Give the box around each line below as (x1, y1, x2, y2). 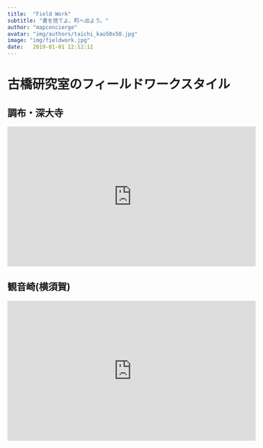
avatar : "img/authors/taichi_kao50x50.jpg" (7, 30, 138, 38)
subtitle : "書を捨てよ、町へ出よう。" (7, 17, 108, 24)
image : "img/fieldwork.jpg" (7, 37, 91, 44)
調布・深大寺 (7, 107, 64, 119)
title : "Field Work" (7, 10, 72, 18)
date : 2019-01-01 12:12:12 (7, 43, 94, 50)
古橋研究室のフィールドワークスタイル (7, 76, 230, 92)
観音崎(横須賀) (7, 281, 71, 293)
